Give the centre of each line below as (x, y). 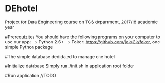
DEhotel (22, 9)
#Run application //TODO (31, 75)
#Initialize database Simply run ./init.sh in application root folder (70, 66)
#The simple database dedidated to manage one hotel (60, 56)
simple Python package (29, 47)
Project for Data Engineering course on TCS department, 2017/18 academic (82, 22)
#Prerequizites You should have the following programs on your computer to (82, 37)
